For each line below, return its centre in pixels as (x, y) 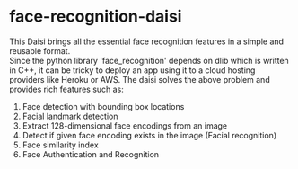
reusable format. (40, 50)
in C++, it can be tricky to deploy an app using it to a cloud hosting (132, 70)
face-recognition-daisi (96, 17)
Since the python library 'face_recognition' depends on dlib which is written (149, 60)
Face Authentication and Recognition (91, 154)
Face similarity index (60, 145)
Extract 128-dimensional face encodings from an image (125, 125)
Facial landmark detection (70, 116)
